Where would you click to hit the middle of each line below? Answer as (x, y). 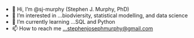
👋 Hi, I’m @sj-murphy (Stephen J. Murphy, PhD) (70, 9)
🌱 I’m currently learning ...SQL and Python (63, 22)
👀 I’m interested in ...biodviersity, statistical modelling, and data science (100, 15)
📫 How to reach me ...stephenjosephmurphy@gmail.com (82, 28)
